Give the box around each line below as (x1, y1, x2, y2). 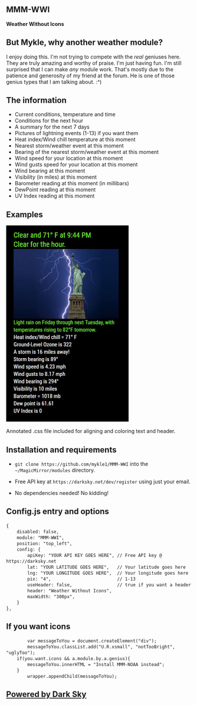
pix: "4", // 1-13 (27, 576, 136, 582)
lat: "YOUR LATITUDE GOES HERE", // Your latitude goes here (27, 564, 186, 570)
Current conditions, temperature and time (14, 111, 116, 118)
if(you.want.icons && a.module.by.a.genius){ (17, 655, 131, 661)
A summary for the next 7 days (14, 123, 90, 130)
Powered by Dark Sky (6, 690, 87, 700)
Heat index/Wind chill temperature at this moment (14, 136, 136, 143)
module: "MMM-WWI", (17, 535, 65, 540)
